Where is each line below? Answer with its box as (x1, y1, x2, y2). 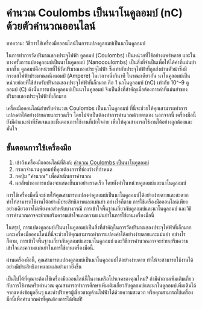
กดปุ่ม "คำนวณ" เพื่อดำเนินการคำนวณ (14, 172, 92, 179)
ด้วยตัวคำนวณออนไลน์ (6, 19, 96, 33)
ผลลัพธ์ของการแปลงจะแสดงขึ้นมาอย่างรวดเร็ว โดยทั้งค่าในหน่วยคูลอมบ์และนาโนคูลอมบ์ (14, 179, 186, 186)
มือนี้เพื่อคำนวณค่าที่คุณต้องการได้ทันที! (6, 295, 83, 302)
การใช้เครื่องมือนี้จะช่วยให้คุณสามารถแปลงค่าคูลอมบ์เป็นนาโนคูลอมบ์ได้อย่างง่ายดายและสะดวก (6, 191, 189, 199)
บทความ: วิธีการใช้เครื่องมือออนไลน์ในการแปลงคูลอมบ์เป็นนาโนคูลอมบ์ (6, 39, 146, 46)
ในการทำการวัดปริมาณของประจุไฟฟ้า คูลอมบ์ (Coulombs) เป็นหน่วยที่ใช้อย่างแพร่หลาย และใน (6, 51, 196, 59)
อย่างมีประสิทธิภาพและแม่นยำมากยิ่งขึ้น (6, 263, 82, 270)
